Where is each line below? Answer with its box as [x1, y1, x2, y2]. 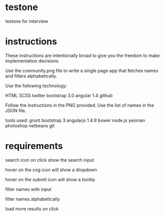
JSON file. [5, 107, 27, 113]
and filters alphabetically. [5, 73, 57, 79]
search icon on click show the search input [5, 157, 94, 163]
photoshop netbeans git [5, 122, 55, 128]
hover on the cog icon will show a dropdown [5, 167, 97, 173]
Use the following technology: [5, 83, 67, 89]
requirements [5, 140, 63, 152]
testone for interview [5, 18, 48, 24]
